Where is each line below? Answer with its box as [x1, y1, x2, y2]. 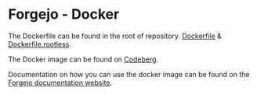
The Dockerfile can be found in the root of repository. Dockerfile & [8, 31, 222, 40]
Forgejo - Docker [8, 5, 120, 23]
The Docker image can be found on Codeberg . [8, 55, 159, 64]
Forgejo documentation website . [8, 78, 113, 87]
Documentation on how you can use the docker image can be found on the [8, 69, 250, 79]
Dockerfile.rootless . [8, 39, 72, 48]
